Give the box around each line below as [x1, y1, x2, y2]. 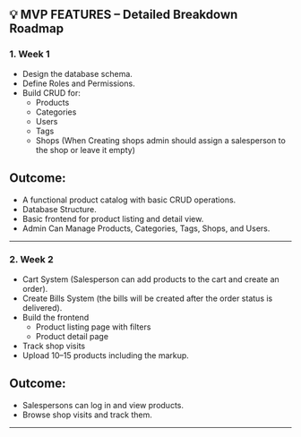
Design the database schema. [21, 68, 133, 79]
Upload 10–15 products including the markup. [21, 349, 190, 361]
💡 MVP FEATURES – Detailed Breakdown [9, 7, 238, 22]
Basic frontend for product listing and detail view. [21, 213, 204, 224]
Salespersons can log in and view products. [21, 399, 185, 410]
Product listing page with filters [35, 321, 151, 332]
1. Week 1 [9, 48, 50, 61]
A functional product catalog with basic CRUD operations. [21, 194, 236, 205]
